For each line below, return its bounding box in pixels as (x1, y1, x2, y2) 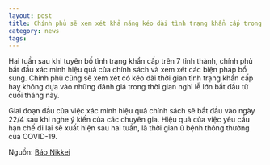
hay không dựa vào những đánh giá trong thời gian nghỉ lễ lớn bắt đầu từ (8, 82, 249, 92)
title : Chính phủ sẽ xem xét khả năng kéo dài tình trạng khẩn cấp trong (8, 19, 263, 27)
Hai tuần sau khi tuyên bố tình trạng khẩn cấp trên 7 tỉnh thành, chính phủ (8, 56, 253, 66)
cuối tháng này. (8, 90, 60, 101)
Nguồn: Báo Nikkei (8, 147, 70, 157)
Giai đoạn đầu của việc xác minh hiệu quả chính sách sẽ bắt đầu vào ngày (8, 106, 255, 116)
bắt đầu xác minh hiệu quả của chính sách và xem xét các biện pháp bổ (8, 65, 247, 75)
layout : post (8, 11, 53, 20)
